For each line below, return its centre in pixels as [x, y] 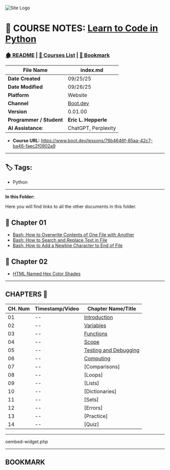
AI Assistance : [26, 128]
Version [17, 112]
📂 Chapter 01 [26, 222]
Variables [95, 326]
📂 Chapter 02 [27, 261]
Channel [18, 103]
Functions [96, 334]
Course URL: [26, 141]
